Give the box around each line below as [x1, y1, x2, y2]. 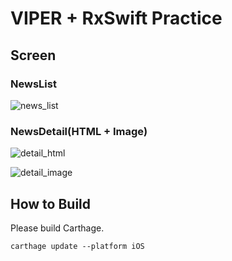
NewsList [10, 77, 57, 91]
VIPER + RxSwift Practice [10, 7, 223, 30]
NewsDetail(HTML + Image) [10, 124, 148, 138]
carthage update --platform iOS [10, 241, 145, 251]
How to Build [10, 195, 92, 212]
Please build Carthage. [10, 222, 105, 234]
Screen [10, 47, 57, 64]
